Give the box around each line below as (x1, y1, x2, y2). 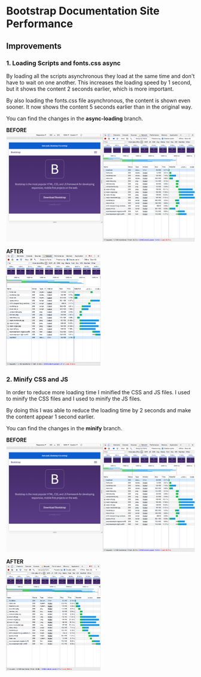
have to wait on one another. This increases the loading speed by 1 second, (6, 79, 192, 86)
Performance (6, 17, 74, 31)
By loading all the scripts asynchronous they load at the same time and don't (6, 72, 195, 79)
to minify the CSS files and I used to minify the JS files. (6, 395, 142, 403)
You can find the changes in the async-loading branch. (6, 115, 144, 122)
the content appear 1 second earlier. (6, 413, 95, 421)
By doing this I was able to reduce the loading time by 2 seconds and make (6, 407, 191, 414)
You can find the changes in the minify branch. (6, 425, 123, 432)
